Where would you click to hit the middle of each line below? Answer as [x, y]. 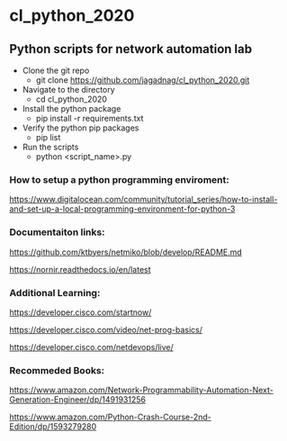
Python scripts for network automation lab [131, 49]
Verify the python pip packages [81, 128]
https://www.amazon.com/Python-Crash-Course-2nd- [110, 417]
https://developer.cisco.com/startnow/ [81, 312]
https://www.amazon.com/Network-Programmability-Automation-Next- [142, 390]
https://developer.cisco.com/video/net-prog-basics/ [106, 329]
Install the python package [72, 108]
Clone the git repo [56, 70]
